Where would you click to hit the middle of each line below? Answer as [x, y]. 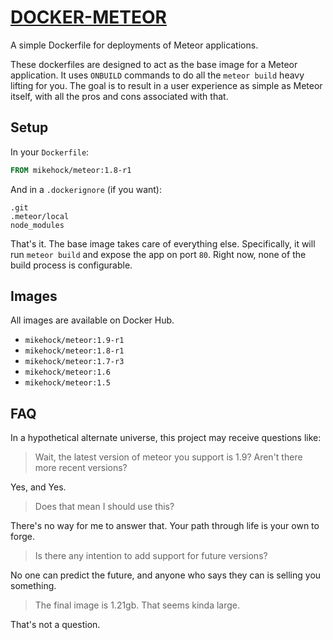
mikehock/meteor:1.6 [67, 372]
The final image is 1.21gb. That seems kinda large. [137, 605]
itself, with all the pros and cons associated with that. [119, 96]
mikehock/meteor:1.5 [67, 383]
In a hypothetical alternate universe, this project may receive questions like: [166, 438]
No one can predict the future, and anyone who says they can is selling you [166, 575]
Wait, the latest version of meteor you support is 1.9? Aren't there [168, 457]
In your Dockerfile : [50, 152]
